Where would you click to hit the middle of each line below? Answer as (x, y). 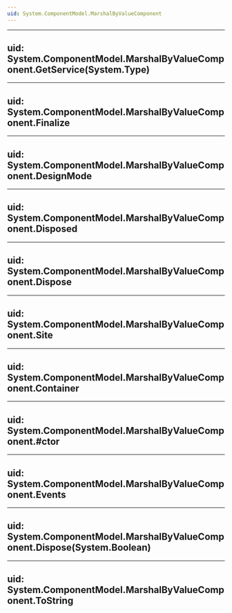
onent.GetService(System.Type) (78, 70)
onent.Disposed (42, 229)
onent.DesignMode (49, 176)
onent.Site (30, 335)
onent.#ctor (33, 441)
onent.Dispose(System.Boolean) (79, 548)
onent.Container (43, 388)
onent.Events (37, 494)
